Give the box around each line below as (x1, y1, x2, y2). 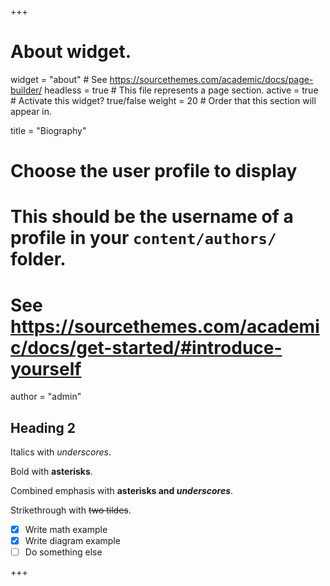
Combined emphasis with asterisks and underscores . (10, 485, 234, 497)
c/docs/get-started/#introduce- (10, 336, 283, 359)
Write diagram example (24, 535, 121, 547)
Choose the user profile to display (10, 160, 298, 183)
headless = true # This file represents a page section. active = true (44, 84, 319, 96)
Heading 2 (10, 419, 77, 436)
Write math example (24, 524, 108, 536)
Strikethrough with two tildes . (10, 504, 132, 516)
